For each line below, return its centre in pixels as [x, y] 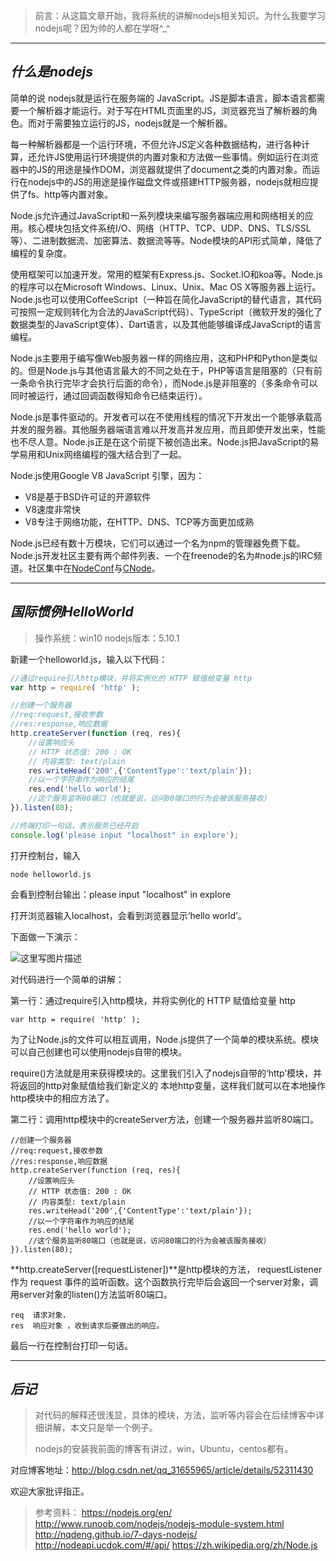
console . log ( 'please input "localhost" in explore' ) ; [125, 835]
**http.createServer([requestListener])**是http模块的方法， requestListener [166, 1269]
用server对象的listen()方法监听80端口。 [91, 1294]
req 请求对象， [40, 1315]
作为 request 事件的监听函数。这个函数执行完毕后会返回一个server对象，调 [164, 1281]
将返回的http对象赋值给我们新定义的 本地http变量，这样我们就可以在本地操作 [168, 1085]
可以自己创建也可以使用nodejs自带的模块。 [99, 1051]
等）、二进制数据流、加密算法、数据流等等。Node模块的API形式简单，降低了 [166, 240]
